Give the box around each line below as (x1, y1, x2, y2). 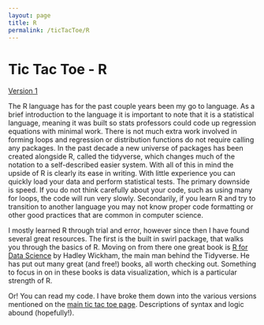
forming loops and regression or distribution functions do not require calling (8, 135, 255, 144)
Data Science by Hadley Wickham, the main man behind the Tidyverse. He (8, 251, 250, 260)
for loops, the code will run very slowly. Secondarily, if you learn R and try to (8, 194, 256, 204)
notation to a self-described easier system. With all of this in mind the (8, 160, 234, 170)
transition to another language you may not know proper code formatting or (8, 202, 254, 211)
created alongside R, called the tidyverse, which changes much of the (8, 151, 235, 162)
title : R (8, 19, 37, 27)
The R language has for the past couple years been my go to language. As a (8, 102, 255, 111)
